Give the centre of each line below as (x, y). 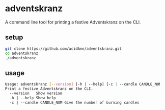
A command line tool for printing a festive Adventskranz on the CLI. (73, 22)
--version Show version (36, 93)
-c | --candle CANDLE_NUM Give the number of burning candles (74, 102)
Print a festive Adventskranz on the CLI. (49, 89)
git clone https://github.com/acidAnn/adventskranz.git (63, 49)
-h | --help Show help (33, 98)
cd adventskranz (22, 53)
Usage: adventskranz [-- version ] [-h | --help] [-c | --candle (71, 84)
